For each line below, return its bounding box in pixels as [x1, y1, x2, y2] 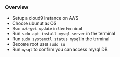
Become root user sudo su [12, 41, 65, 47]
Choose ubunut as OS [12, 20, 57, 26]
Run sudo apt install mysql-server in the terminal [12, 31, 115, 37]
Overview [5, 4, 29, 11]
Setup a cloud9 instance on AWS [12, 15, 79, 21]
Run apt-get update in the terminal [12, 26, 82, 31]
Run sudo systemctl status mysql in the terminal [12, 36, 110, 42]
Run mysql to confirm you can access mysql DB [12, 46, 108, 53]
